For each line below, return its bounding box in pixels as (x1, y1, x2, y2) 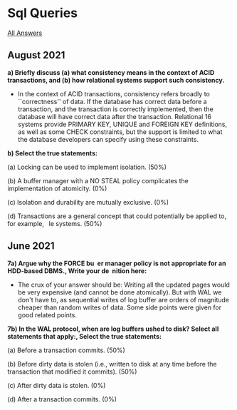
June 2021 (7, 240, 55, 252)
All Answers (7, 29, 43, 37)
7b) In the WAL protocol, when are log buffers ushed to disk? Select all (7, 324, 219, 333)
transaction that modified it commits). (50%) (7, 367, 137, 376)
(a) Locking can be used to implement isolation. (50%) (7, 163, 167, 171)
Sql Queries (7, 5, 78, 21)
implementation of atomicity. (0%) (7, 184, 107, 193)
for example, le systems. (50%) (7, 219, 102, 227)
